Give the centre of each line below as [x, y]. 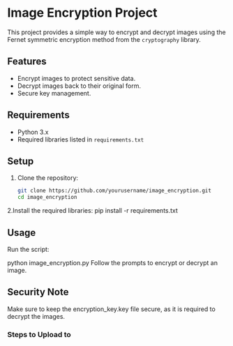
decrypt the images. [36, 316]
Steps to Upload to [39, 334]
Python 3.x [33, 132]
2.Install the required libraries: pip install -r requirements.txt [92, 211]
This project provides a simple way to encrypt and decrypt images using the [116, 32]
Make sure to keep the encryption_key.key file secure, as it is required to [112, 309]
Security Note [38, 292]
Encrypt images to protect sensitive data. [76, 78]
